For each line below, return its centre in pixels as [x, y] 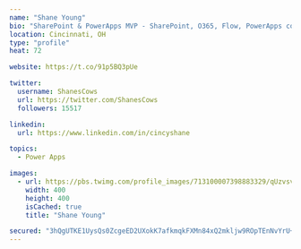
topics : [24, 149]
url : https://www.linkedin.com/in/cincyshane [104, 133]
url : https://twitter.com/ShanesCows [88, 99]
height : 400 [47, 198]
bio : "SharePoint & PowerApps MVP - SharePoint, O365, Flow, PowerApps [146, 26]
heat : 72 [26, 51]
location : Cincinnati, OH [57, 34]
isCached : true [54, 207]
